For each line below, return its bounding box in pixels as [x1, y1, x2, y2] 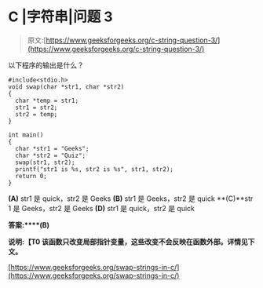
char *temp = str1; [15, 97, 79, 104]
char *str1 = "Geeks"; [15, 144, 89, 152]
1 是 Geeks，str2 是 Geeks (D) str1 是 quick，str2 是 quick [8, 203, 195, 213]
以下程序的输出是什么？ [8, 60, 84, 70]
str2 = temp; [15, 110, 58, 118]
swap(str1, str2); [15, 159, 76, 166]
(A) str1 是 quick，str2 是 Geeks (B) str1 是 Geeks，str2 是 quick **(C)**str [8, 194, 254, 203]
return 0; [15, 172, 47, 180]
